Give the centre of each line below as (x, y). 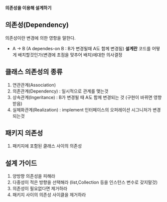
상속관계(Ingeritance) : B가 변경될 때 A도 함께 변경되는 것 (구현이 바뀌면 (83, 97)
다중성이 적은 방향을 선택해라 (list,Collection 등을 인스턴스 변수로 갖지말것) (85, 182)
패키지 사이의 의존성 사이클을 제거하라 (49, 195)
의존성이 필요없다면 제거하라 (40, 189)
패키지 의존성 (24, 133)
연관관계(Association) (34, 85)
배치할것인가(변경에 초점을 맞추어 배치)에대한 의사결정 (70, 55)
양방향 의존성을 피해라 (34, 176)
